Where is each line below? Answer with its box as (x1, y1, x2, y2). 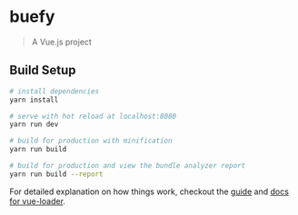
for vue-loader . (9, 195, 66, 206)
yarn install (9, 95, 59, 104)
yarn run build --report (9, 170, 104, 179)
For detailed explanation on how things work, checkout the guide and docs (9, 186, 289, 197)
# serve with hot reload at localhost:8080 (9, 112, 177, 121)
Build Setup (9, 63, 76, 78)
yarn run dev (9, 120, 59, 129)
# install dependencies (9, 86, 100, 96)
